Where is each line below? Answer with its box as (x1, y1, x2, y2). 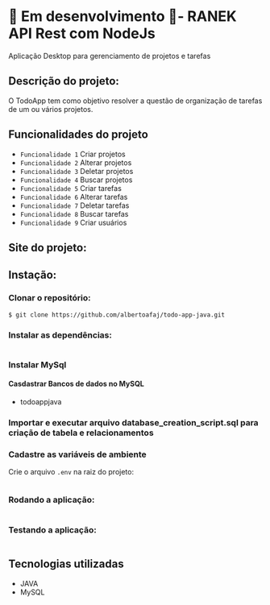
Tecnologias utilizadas (8, 557, 124, 571)
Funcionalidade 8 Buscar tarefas (19, 209, 129, 218)
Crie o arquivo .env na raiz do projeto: (8, 467, 135, 477)
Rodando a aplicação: (8, 495, 95, 506)
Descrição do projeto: (8, 74, 119, 88)
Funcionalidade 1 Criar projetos (19, 149, 127, 159)
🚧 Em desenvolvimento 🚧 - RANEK (8, 7, 237, 26)
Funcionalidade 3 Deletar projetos (19, 166, 134, 176)
